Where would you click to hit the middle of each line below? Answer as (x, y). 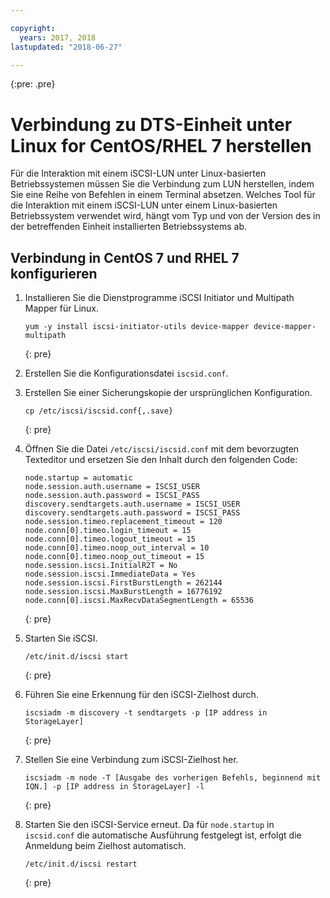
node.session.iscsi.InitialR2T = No (101, 566)
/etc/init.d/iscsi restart (81, 864)
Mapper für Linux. (62, 308)
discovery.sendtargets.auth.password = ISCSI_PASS (132, 513)
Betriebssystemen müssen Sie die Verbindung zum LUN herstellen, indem (162, 184)
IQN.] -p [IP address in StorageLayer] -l (114, 787)
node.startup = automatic (78, 478)
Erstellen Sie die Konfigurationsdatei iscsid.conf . (126, 373)
